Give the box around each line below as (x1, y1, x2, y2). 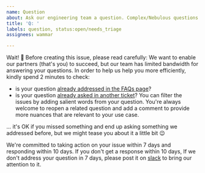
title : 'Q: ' (6, 20, 40, 26)
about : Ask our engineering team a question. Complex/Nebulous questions (6, 15, 199, 21)
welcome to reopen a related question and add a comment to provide (15, 105, 190, 112)
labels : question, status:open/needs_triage (6, 26, 122, 32)
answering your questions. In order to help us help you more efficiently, (6, 67, 187, 74)
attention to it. (6, 161, 42, 168)
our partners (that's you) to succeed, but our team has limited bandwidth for (6, 61, 199, 68)
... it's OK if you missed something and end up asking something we (6, 123, 177, 130)
